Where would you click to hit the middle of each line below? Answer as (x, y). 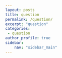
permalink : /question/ (29, 19)
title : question (22, 15)
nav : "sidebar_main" (36, 47)
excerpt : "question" (27, 24)
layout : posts (20, 10)
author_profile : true (28, 38)
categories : (18, 29)
